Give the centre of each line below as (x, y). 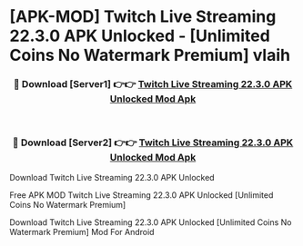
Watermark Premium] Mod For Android (82, 231)
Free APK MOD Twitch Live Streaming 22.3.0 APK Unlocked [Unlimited (141, 195)
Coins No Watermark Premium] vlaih (150, 55)
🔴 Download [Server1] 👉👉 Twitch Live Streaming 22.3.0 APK (153, 84)
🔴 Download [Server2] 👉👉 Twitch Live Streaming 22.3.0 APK (153, 143)
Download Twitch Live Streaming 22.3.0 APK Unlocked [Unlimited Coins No (151, 222)
